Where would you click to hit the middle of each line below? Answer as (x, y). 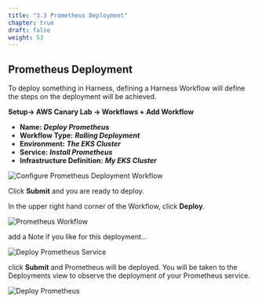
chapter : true (31, 23)
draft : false (29, 30)
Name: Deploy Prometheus (64, 127)
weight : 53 (26, 37)
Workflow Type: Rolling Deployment (80, 135)
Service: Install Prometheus (66, 152)
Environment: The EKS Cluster (70, 144)
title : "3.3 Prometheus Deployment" (68, 15)
